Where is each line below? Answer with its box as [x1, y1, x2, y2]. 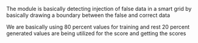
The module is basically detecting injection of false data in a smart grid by [6, 5, 192, 12]
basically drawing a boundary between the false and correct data [6, 12, 171, 19]
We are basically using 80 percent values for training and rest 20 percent [6, 24, 190, 30]
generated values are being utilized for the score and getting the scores [6, 30, 186, 37]
